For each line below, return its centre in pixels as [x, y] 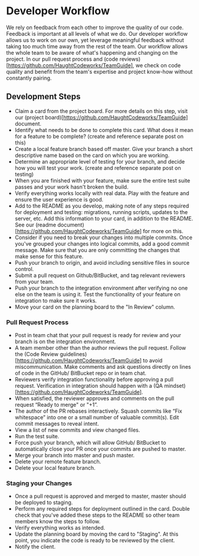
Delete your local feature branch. [55, 468]
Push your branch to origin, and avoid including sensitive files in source [102, 262]
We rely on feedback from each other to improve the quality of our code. [95, 27]
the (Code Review [37, 354]
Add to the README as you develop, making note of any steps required [102, 206]
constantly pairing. [29, 78]
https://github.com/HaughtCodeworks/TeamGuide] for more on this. [100, 231]
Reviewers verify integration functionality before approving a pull [94, 379]
